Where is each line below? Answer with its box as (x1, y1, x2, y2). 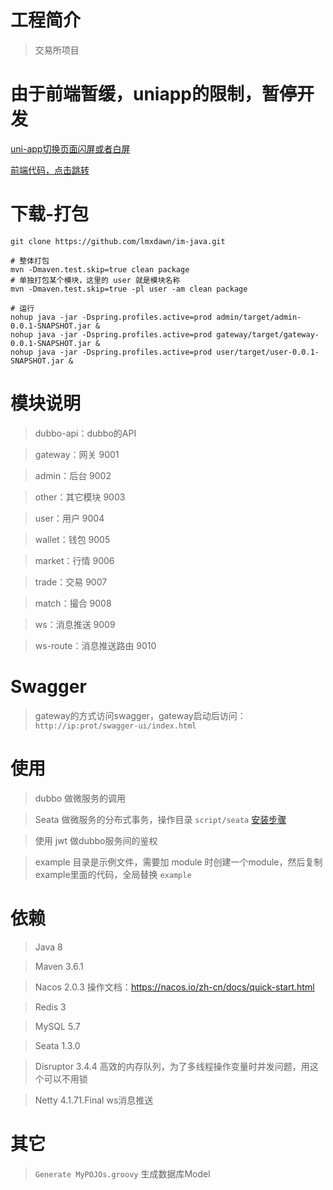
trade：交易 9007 (34, 576, 108, 588)
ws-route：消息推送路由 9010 (34, 639, 157, 651)
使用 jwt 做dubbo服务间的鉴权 (34, 834, 158, 846)
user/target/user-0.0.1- (216, 347, 320, 357)
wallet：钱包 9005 (34, 533, 111, 545)
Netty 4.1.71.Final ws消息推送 (34, 1094, 154, 1106)
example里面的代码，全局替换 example (34, 868, 192, 880)
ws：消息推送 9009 (34, 618, 116, 630)
